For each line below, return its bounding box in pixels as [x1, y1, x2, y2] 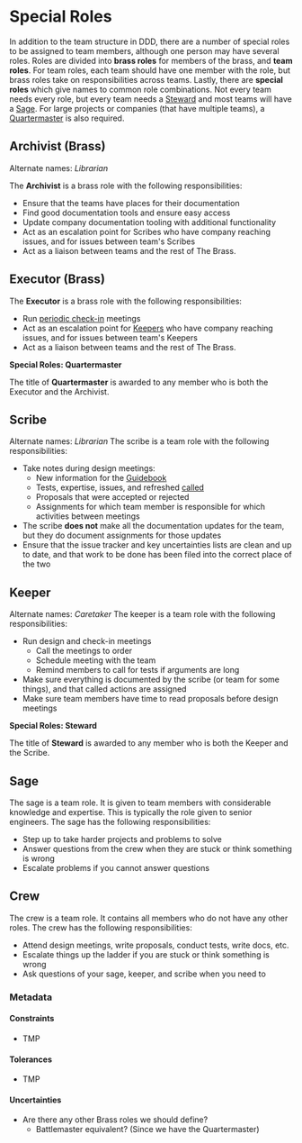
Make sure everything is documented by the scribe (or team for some [22, 674, 280, 685]
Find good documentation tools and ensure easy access [22, 207, 231, 218]
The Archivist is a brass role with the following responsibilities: [9, 180, 243, 191]
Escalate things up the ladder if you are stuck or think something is [22, 948, 270, 960]
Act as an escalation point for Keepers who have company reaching [22, 322, 274, 333]
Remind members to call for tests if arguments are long [35, 665, 240, 676]
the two [22, 558, 51, 569]
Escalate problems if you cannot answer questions [22, 863, 209, 873]
